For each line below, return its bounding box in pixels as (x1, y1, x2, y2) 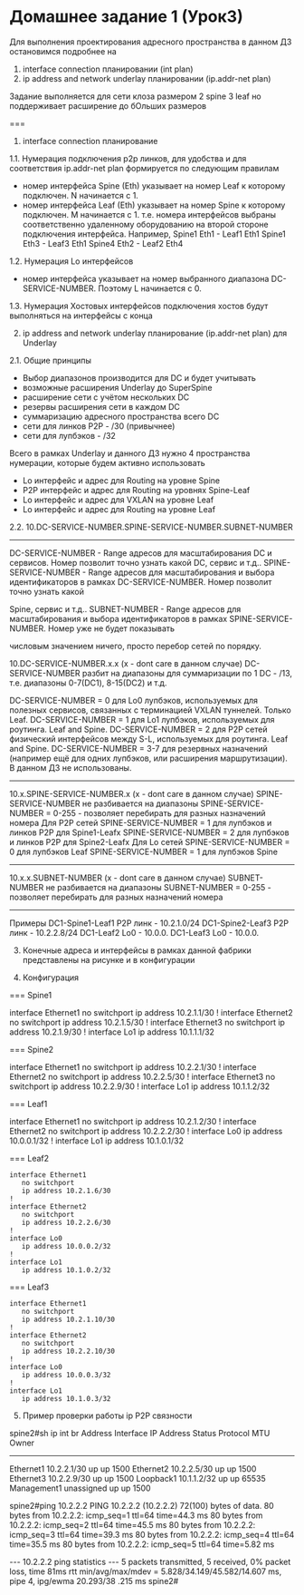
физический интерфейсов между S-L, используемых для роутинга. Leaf (9, 733, 289, 744)
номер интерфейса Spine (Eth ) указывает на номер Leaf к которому (22, 180, 286, 191)
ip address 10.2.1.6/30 (21, 1186, 111, 1195)
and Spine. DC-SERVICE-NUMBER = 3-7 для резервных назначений (9, 743, 269, 754)
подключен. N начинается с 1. (22, 190, 138, 200)
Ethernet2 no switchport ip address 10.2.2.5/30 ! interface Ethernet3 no (9, 1071, 276, 1082)
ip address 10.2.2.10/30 (21, 1347, 116, 1356)
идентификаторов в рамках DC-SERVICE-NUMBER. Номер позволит (9, 576, 272, 587)
